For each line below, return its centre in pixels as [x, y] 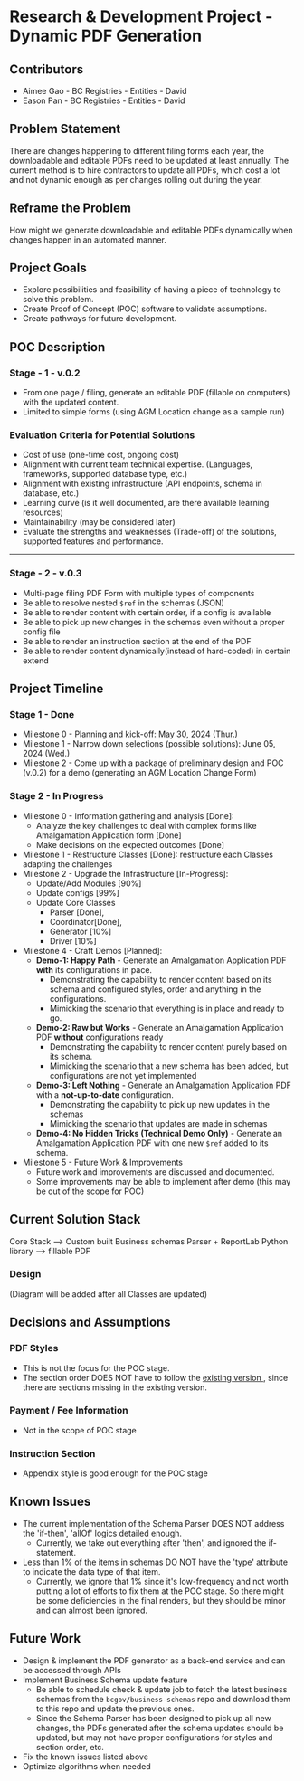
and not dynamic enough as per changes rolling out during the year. [136, 179]
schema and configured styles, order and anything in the [155, 989]
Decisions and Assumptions [90, 1323]
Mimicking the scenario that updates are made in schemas [158, 1123]
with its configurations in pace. [94, 969]
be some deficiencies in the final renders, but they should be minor [161, 1600]
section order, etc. [70, 1747]
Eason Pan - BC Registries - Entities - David [104, 100]
